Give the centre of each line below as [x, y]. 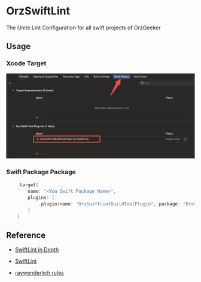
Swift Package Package [41, 172]
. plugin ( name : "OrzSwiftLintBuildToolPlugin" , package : [109, 204]
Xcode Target [26, 63]
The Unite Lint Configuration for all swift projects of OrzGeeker [83, 28]
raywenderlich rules [39, 273]
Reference [26, 235]
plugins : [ [41, 198]
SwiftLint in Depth [37, 250]
